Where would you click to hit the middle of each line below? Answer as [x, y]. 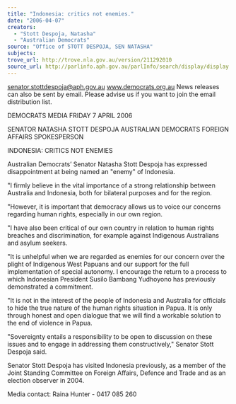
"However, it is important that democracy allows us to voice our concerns [114, 207]
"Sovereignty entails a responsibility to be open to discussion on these [110, 336]
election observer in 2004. [46, 380]
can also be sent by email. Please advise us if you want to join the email [112, 94]
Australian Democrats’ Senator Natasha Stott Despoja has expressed [107, 164]
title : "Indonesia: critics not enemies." [71, 14]
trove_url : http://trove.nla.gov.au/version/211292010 [90, 60]
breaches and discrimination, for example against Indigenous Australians [113, 235]
